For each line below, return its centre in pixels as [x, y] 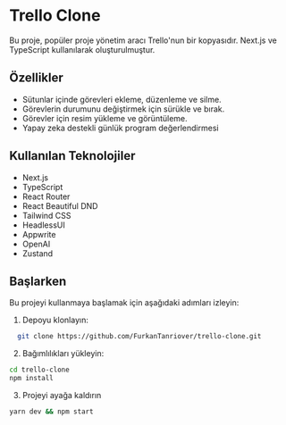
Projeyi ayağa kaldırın [62, 395]
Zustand [38, 253]
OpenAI [36, 244]
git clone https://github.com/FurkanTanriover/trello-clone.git [139, 337]
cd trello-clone [39, 370]
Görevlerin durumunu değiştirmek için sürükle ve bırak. [123, 109]
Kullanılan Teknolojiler [72, 156]
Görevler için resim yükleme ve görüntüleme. [105, 118]
